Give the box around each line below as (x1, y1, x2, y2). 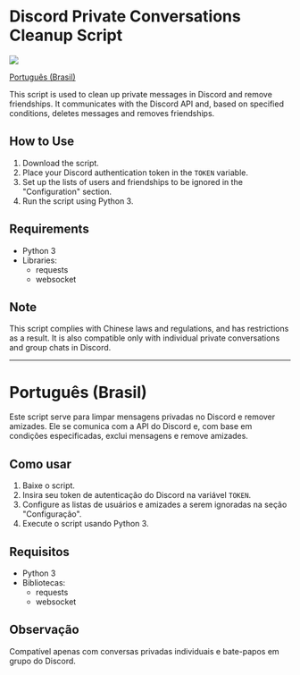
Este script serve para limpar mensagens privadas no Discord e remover (9, 411, 276, 422)
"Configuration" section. (21, 186, 112, 197)
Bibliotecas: (21, 577, 66, 587)
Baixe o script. (21, 480, 76, 491)
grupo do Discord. (9, 655, 76, 666)
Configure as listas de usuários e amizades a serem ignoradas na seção (21, 499, 287, 510)
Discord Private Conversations (9, 6, 241, 27)
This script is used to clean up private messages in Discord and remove (9, 89, 272, 99)
